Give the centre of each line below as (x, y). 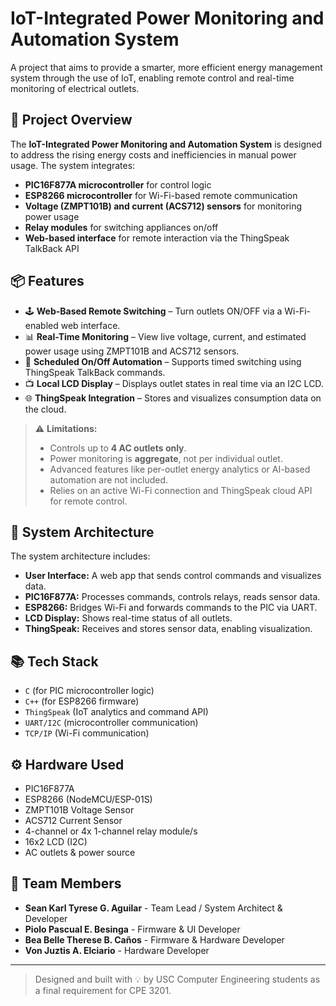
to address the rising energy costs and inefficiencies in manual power (153, 154)
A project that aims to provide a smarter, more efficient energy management (166, 67)
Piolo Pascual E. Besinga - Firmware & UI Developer (132, 929)
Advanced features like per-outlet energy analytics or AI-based (180, 469)
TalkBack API (52, 248)
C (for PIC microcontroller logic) (89, 691)
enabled (41, 325)
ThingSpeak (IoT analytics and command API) (116, 712)
